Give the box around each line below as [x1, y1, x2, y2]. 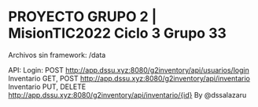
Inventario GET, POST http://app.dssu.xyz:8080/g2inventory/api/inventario [8, 73, 250, 83]
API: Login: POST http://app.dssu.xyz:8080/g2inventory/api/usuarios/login [8, 65, 249, 74]
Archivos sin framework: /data [8, 50, 106, 59]
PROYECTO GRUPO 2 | [8, 8, 157, 26]
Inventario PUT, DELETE [8, 82, 87, 91]
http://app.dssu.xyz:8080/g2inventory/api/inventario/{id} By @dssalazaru [8, 90, 247, 99]
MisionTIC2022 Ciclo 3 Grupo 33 [8, 24, 227, 42]
